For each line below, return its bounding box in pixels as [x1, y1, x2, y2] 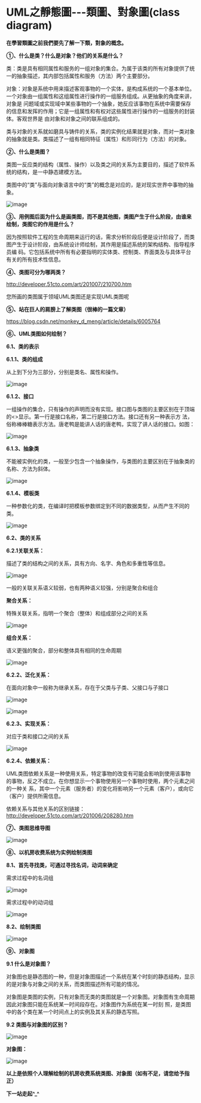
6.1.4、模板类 [6, 489, 40, 497]
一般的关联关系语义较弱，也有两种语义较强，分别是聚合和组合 [6, 584, 159, 591]
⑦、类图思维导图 [6, 824, 51, 832]
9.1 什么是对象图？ [6, 960, 51, 967]
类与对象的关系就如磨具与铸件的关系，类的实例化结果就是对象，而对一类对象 [6, 127, 195, 135]
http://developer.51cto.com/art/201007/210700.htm [6, 280, 132, 288]
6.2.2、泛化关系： [6, 671, 51, 678]
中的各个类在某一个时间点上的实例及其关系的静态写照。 [6, 1008, 142, 1015]
